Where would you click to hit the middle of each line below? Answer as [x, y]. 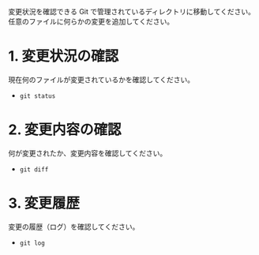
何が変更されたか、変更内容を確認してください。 [88, 153]
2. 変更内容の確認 [65, 130]
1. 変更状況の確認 [64, 56]
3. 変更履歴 [44, 203]
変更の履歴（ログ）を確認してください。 [74, 227]
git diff [34, 169]
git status [38, 96]
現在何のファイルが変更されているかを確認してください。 [101, 79]
